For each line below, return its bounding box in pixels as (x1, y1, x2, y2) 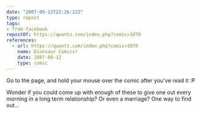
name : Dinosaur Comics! (17, 49, 78, 55)
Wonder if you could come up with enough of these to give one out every (6, 88, 191, 96)
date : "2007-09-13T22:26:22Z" (6, 9, 84, 15)
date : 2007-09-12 (17, 54, 62, 60)
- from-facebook (6, 26, 48, 32)
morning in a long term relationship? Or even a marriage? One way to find (6, 95, 192, 102)
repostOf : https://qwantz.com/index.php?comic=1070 (6, 32, 141, 38)
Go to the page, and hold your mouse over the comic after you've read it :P (6, 77, 195, 84)
